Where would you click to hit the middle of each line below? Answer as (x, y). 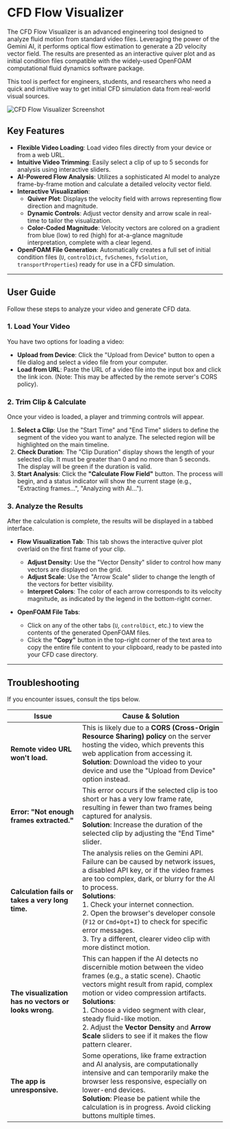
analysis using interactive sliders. (64, 169)
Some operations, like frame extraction (144, 1056)
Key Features (36, 131)
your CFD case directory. (62, 654)
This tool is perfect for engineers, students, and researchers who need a (109, 81)
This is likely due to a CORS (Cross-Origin (151, 728)
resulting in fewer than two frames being (147, 808)
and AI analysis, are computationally (140, 1064)
